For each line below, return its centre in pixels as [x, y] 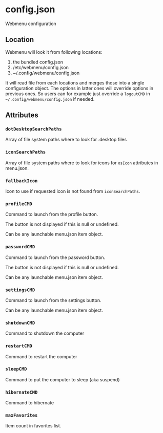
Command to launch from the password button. [55, 257]
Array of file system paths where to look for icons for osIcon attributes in [82, 163]
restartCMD [19, 346]
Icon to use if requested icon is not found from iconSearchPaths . [73, 191]
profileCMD [19, 204]
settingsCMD [20, 290]
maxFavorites [22, 415]
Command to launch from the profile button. [52, 214]
